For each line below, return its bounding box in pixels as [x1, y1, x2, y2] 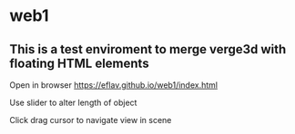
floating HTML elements [9, 55, 149, 71]
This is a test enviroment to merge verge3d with [9, 42, 287, 57]
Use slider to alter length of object [9, 97, 137, 108]
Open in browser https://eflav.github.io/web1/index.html [9, 80, 219, 91]
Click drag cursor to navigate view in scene [9, 115, 172, 125]
